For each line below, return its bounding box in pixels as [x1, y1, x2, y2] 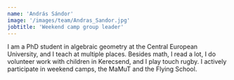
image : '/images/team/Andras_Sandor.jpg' [7, 17, 131, 24]
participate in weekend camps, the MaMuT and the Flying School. [7, 65, 197, 74]
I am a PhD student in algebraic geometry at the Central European [7, 43, 198, 51]
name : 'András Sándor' [7, 10, 74, 18]
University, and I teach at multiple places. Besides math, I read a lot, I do [7, 50, 216, 58]
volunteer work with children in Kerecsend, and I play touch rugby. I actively [7, 58, 227, 66]
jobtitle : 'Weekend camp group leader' [7, 23, 124, 30]
